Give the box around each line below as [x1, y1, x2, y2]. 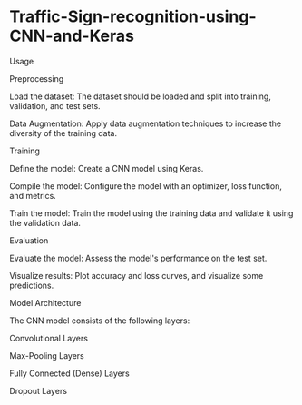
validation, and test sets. [9, 100, 102, 111]
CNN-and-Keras [9, 25, 134, 46]
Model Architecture [9, 297, 82, 308]
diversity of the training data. [9, 127, 118, 138]
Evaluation [9, 234, 49, 246]
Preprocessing [9, 73, 64, 84]
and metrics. [9, 190, 56, 201]
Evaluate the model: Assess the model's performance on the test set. [9, 252, 268, 263]
